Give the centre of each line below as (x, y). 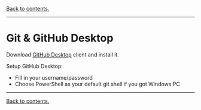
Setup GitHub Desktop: (34, 66)
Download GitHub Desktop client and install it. (63, 54)
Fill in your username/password (54, 77)
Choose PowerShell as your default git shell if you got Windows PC (98, 84)
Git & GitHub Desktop (60, 38)
